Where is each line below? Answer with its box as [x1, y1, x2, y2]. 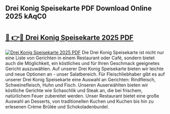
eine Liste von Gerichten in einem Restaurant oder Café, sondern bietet [5, 55, 155, 61]
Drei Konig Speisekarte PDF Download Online [5, 4, 152, 13]
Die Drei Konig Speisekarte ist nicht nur [81, 50, 164, 55]
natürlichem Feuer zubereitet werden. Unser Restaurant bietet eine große [5, 93, 159, 99]
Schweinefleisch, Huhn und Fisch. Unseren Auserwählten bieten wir [5, 82, 149, 88]
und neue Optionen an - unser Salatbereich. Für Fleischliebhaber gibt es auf [5, 71, 165, 77]
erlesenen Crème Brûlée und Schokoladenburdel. [5, 104, 109, 109]
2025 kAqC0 [5, 12, 47, 21]
